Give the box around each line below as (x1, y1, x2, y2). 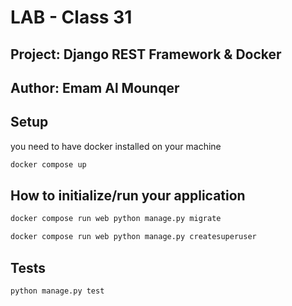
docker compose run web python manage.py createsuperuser (10, 232, 257, 242)
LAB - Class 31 (10, 6, 133, 29)
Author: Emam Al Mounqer (10, 79, 180, 96)
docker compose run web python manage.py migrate (10, 214, 222, 224)
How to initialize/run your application (10, 187, 246, 205)
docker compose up (10, 159, 87, 170)
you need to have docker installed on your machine (10, 140, 222, 152)
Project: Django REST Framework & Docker (10, 46, 282, 63)
